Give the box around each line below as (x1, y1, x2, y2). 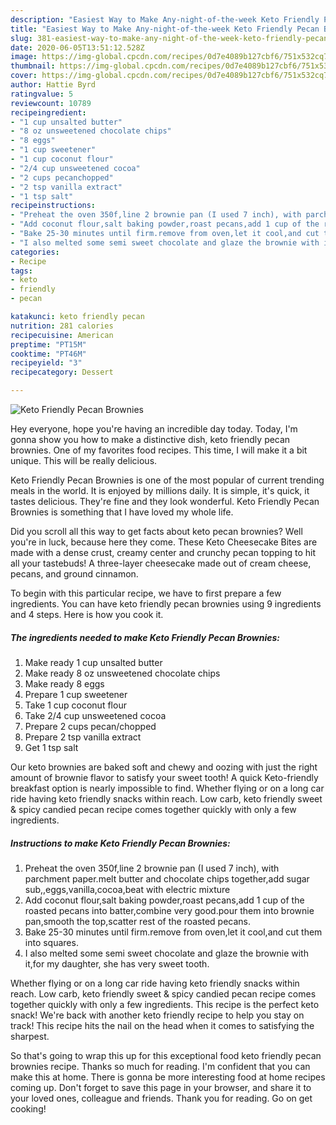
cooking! (10, 1102, 47, 1115)
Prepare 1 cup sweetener (24, 688, 128, 700)
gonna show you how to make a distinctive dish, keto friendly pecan (10, 434, 291, 445)
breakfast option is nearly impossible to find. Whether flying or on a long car (10, 782, 325, 794)
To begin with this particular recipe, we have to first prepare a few (10, 587, 282, 599)
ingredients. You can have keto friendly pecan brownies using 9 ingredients (10, 598, 322, 610)
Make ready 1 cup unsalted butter (24, 656, 163, 668)
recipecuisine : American (10, 330, 114, 340)
